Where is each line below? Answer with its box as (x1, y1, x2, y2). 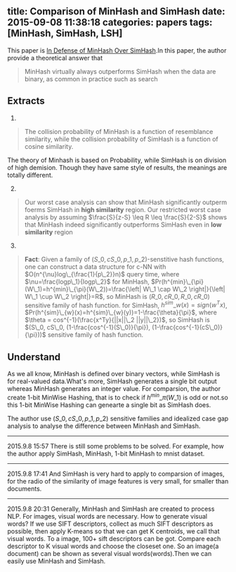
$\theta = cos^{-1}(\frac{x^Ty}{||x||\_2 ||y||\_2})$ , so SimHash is (24, 316, 211, 324)
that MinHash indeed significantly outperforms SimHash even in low (24, 220, 222, 229)
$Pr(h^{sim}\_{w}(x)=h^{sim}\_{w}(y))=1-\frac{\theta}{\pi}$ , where (24, 308, 218, 317)
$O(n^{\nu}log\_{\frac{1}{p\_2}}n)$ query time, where (24, 270, 180, 278)
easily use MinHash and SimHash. (7, 557, 106, 565)
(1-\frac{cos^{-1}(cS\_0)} (152, 323, 223, 332)
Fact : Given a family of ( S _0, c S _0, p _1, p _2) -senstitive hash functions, (24, 255, 225, 263)
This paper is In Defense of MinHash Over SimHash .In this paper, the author (7, 46, 227, 55)
